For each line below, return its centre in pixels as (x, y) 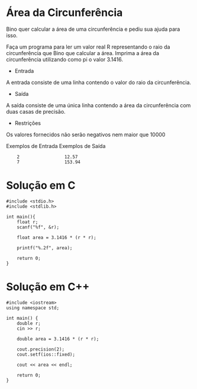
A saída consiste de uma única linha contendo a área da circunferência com (98, 105)
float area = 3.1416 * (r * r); (56, 237)
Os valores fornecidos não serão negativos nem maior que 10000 (86, 134)
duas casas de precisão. (36, 111)
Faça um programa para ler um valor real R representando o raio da (88, 47)
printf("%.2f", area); (45, 248)
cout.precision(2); (41, 349)
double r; (29, 323)
